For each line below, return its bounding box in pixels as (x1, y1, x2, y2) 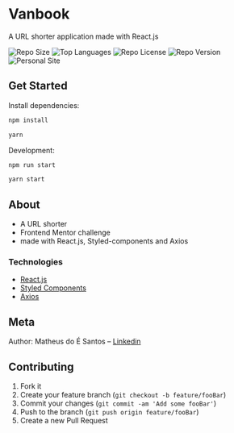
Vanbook (8, 5, 70, 23)
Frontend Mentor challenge (19, 227, 111, 238)
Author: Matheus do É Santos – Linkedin (8, 336, 141, 347)
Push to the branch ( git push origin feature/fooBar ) (19, 406, 199, 416)
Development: (8, 145, 55, 155)
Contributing (8, 360, 74, 373)
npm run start (8, 160, 56, 169)
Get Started (8, 79, 68, 93)
